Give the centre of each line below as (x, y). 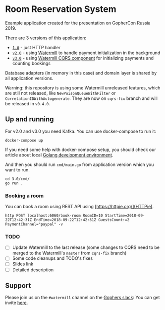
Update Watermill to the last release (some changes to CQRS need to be (86, 247)
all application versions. (29, 78)
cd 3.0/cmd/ (17, 179)
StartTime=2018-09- (125, 216)
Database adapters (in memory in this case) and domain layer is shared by (81, 73)
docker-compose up (24, 140)
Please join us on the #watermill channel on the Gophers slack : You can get (82, 298)
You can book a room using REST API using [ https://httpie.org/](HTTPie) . (80, 207)
